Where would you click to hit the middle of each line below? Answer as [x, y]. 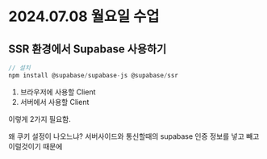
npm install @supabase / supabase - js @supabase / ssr [94, 75]
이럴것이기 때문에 [35, 146]
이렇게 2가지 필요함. [40, 119]
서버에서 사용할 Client [54, 102]
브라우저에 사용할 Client [58, 92]
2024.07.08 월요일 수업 [84, 17]
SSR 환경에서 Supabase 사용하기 [88, 49]
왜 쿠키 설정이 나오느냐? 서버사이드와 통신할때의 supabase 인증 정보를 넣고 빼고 [134, 136]
